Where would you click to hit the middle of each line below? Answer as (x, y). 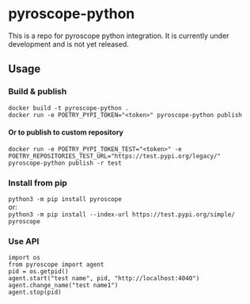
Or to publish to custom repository (66, 132)
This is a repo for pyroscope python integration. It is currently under (119, 36)
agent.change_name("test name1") (63, 286)
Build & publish (38, 92)
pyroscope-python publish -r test (65, 163)
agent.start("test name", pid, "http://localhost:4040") (104, 279)
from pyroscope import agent (56, 265)
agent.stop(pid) (35, 293)
